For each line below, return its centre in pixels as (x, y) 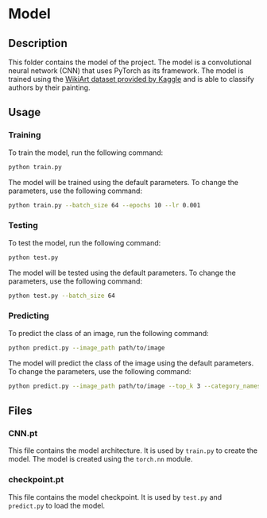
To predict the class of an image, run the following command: (108, 333)
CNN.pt (23, 433)
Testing (23, 226)
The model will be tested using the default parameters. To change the (122, 273)
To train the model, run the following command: (86, 153)
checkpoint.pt (36, 480)
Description (38, 43)
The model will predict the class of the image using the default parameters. (131, 363)
